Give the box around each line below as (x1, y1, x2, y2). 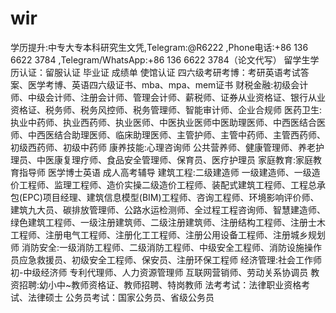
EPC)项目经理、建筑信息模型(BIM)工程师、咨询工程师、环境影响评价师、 (22, 191, 320, 203)
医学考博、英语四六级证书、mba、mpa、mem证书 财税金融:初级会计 (27, 78, 309, 91)
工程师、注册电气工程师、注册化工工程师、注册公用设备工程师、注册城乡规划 (10, 228, 326, 241)
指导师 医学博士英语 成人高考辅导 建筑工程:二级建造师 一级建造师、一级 (18, 166, 312, 178)
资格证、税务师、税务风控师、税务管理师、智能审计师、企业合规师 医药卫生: (10, 103, 322, 116)
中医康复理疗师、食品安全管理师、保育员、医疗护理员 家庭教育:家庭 (36, 153, 313, 166)
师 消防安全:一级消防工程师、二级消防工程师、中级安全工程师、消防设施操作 (10, 241, 322, 253)
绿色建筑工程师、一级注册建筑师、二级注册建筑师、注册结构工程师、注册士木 (10, 216, 326, 228)
